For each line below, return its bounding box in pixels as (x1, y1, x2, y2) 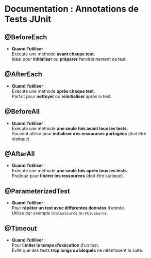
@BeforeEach (4, 33, 47, 41)
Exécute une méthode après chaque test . (11, 88, 95, 94)
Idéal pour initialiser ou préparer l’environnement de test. (11, 56, 127, 62)
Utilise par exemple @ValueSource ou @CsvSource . (11, 210, 108, 216)
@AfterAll (4, 150, 35, 158)
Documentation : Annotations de (4, 3, 139, 15)
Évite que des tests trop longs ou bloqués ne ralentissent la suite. (11, 247, 144, 253)
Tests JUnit (4, 14, 51, 25)
